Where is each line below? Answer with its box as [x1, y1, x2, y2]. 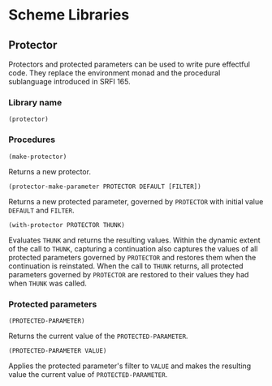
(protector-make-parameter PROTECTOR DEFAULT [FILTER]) [8, 182, 201, 191]
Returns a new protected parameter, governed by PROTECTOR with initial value [8, 196, 264, 206]
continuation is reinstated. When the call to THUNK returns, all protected [8, 261, 244, 271]
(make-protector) [8, 152, 67, 161]
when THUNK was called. [8, 278, 88, 288]
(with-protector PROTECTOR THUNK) [8, 221, 126, 229]
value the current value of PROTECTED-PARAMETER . [8, 369, 168, 379]
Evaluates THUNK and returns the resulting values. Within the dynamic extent [8, 235, 261, 245]
